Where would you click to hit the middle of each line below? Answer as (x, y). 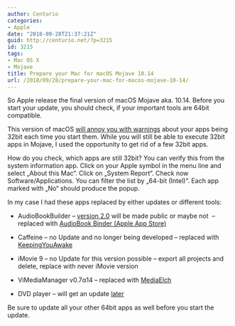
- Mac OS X (23, 61)
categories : (25, 21)
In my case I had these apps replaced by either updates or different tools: (115, 202)
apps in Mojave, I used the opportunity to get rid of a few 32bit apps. (108, 144)
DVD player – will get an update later (71, 294)
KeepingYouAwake (45, 245)
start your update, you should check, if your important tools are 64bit (108, 108)
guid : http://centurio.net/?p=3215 (60, 41)
